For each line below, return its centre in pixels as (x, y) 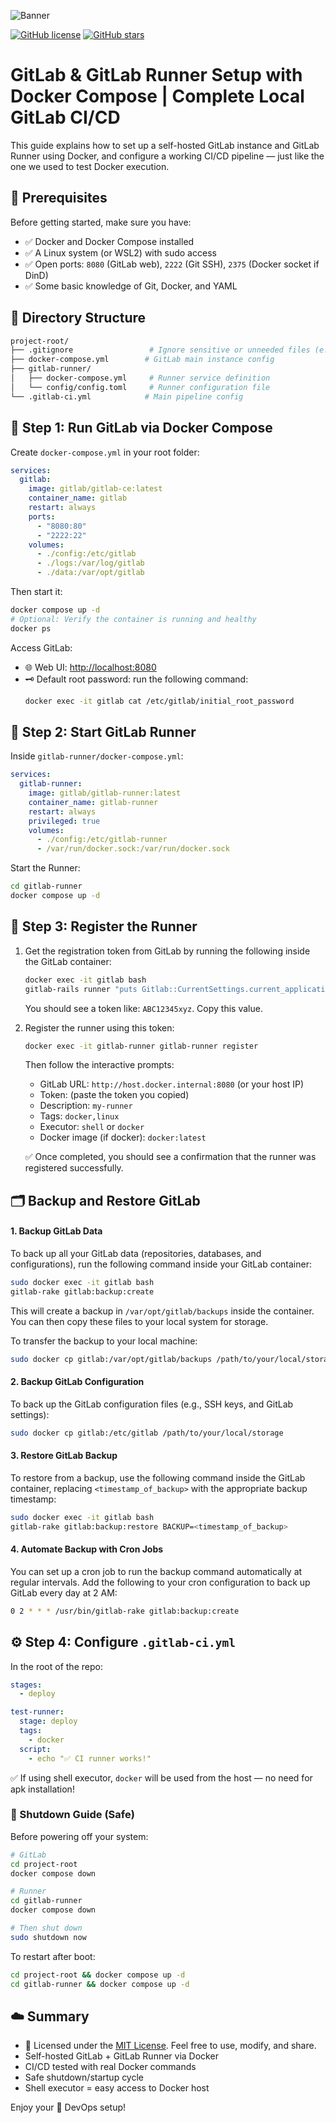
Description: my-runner (86, 1106)
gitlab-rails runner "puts (81, 989)
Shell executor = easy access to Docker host (117, 2088)
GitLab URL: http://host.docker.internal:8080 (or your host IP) (172, 1084)
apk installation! (42, 1789)
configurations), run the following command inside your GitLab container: (161, 1264)
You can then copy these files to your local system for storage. (139, 1321)
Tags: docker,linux (79, 1116)
